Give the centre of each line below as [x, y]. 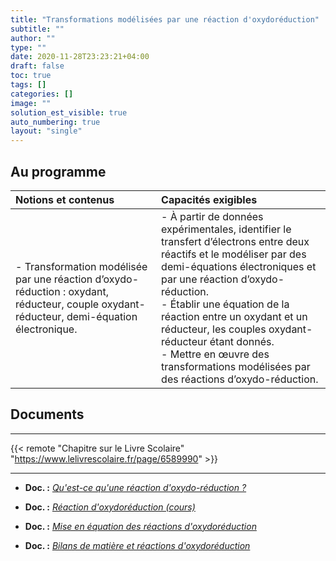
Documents [47, 414]
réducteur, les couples [214, 329]
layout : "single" [46, 131]
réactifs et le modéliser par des [234, 254]
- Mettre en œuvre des [215, 354]
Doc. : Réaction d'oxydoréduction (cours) [110, 507]
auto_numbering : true [55, 122]
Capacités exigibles [209, 199]
